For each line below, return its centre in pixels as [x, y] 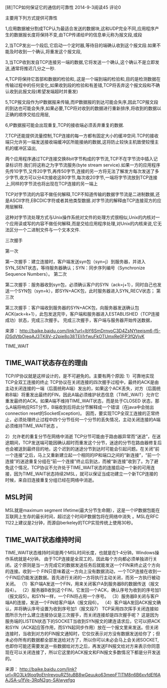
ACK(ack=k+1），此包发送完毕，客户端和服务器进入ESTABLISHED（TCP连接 [83, 314]
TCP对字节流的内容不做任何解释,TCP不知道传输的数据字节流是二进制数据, [80, 194]
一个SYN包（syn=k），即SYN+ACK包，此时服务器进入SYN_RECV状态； [82, 291]
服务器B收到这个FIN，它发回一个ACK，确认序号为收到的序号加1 [96, 590]
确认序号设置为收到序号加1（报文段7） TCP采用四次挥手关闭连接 [88, 609]
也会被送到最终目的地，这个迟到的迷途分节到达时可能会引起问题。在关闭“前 [83, 449]
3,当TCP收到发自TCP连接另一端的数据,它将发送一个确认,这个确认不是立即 [80, 62]
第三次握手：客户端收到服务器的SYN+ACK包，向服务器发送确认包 [72, 308]
